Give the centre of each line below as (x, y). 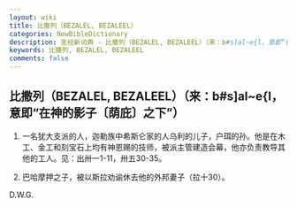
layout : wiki (33, 17)
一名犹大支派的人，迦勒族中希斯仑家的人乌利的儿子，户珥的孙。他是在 (150, 136)
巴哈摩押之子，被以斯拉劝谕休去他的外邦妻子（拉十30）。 (126, 177)
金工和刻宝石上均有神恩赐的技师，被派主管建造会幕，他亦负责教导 (158, 147)
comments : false (39, 58)
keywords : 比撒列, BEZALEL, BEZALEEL (76, 50)
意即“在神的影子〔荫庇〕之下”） (97, 113)
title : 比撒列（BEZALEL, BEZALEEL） (73, 26)
